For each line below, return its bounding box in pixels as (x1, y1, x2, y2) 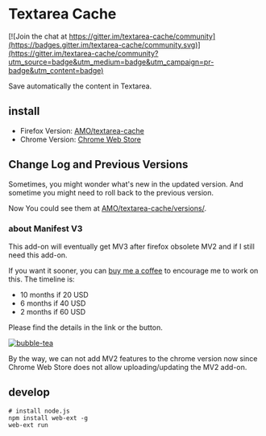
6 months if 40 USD (19, 298, 86, 308)
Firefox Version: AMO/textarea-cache (19, 125, 145, 135)
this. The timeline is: (8, 274, 75, 284)
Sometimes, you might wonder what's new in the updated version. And (8, 179, 243, 189)
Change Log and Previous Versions (8, 158, 189, 171)
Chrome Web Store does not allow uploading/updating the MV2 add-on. (8, 362, 247, 372)
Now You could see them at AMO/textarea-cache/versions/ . (8, 203, 207, 213)
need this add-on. (8, 250, 68, 260)
